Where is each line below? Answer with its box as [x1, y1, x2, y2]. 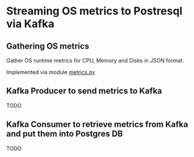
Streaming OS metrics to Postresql [6, 4, 183, 18]
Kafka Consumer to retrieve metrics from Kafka [6, 119, 189, 130]
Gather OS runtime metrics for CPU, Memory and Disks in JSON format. [6, 57, 184, 64]
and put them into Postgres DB [6, 129, 124, 139]
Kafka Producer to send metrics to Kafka [6, 86, 163, 96]
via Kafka [6, 17, 55, 31]
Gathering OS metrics [6, 41, 89, 51]
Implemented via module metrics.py [6, 69, 95, 76]
